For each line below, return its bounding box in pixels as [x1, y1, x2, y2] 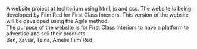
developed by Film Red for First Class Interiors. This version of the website [6, 11, 189, 18]
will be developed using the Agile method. [6, 18, 109, 24]
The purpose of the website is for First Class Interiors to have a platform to [6, 24, 189, 31]
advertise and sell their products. [6, 30, 87, 37]
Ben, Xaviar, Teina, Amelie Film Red [6, 37, 92, 43]
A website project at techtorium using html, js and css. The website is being [6, 5, 192, 12]
